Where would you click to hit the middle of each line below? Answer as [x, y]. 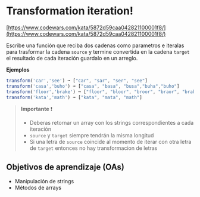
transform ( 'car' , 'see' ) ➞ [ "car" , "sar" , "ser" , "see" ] [77, 81]
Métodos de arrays [38, 188]
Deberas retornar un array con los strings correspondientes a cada [112, 123]
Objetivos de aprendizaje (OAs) [65, 167]
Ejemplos [18, 69]
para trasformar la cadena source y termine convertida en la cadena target [98, 51]
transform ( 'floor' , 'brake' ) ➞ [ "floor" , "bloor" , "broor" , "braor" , [93, 92]
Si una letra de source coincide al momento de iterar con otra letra [110, 142]
